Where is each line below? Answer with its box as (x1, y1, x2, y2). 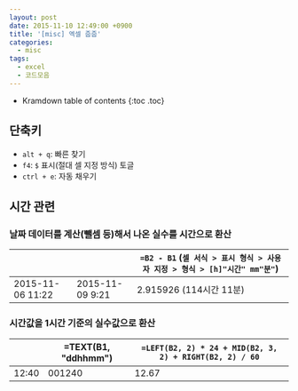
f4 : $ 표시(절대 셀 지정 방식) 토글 (21, 159, 135, 170)
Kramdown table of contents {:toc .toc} (21, 95, 165, 106)
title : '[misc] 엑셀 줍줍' (9, 29, 102, 38)
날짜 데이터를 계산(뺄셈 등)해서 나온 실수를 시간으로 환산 (9, 227, 232, 240)
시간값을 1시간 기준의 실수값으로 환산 (9, 317, 156, 330)
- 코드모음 (17, 71, 51, 80)
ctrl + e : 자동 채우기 (21, 171, 98, 181)
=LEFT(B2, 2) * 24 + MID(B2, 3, (141, 343, 278, 353)
